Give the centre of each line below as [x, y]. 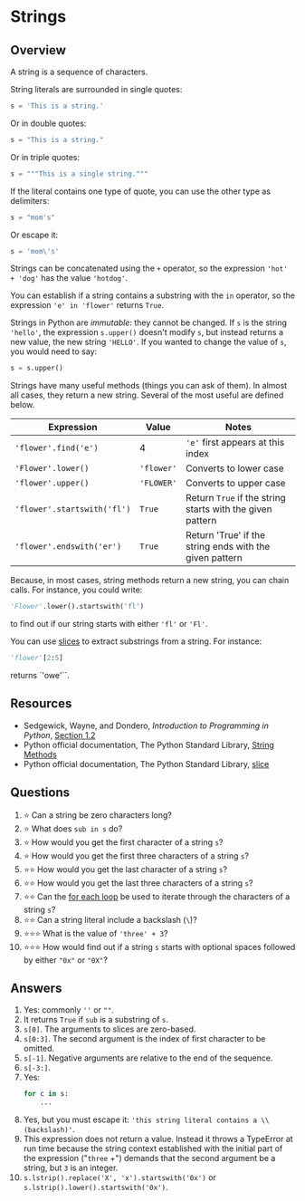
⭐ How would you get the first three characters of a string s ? [136, 855]
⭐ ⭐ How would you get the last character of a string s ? [125, 869]
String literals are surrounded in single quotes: [96, 89]
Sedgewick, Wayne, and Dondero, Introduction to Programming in [146, 725]
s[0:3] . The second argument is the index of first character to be [144, 1039]
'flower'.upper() [52, 483]
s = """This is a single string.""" [79, 174]
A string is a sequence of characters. [79, 72]
